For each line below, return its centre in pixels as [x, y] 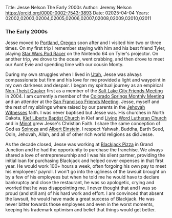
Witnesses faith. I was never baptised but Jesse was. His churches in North [85, 113]
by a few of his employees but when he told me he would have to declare [82, 177]
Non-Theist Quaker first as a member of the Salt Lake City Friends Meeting [84, 91]
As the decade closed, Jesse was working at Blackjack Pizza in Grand [79, 144]
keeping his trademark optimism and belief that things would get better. [81, 210]
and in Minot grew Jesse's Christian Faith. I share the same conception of [83, 124]
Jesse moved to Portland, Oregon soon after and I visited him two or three [83, 43]
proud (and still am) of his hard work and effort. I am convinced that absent [84, 193]
